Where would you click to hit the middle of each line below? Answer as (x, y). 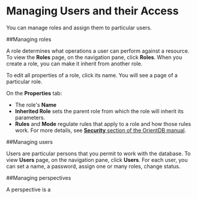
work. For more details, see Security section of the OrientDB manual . (100, 130)
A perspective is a (29, 189)
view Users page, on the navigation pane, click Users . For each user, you (97, 159)
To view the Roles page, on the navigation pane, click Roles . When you (94, 57)
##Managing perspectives (39, 177)
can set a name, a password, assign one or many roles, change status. (93, 166)
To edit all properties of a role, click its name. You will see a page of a (92, 75)
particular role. (24, 82)
